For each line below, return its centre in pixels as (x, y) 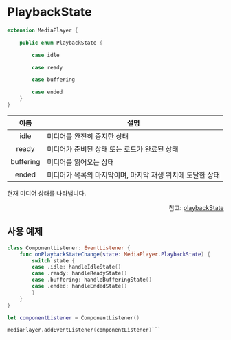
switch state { (54, 261)
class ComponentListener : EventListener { (69, 248)
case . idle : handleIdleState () (77, 267)
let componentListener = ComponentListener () (73, 318)
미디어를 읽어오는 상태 (81, 162)
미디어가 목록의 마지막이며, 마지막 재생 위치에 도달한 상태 (134, 174)
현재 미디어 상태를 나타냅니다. (47, 193)
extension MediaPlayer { (43, 30)
